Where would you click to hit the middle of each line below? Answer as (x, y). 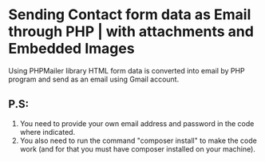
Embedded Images (71, 49)
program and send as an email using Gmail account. (94, 79)
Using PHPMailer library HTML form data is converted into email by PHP (127, 70)
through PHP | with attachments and (131, 32)
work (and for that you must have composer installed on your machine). (137, 148)
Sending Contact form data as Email (130, 15)
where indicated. (47, 132)
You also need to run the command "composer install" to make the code (138, 140)
